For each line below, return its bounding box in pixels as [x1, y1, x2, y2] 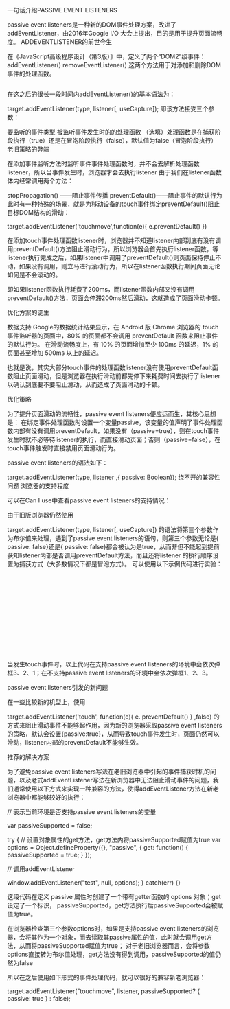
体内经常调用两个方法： [7, 177, 73, 185]
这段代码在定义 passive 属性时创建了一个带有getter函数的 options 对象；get [7, 893, 221, 901]
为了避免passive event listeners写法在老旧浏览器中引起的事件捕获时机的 [7, 767, 211, 776]
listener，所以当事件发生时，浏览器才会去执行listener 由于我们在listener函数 [7, 168, 222, 176]
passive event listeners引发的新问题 [7, 684, 108, 691]
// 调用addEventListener [7, 865, 76, 873]
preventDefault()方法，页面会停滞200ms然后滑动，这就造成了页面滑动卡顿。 [7, 294, 224, 302]
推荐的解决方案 [7, 753, 49, 761]
